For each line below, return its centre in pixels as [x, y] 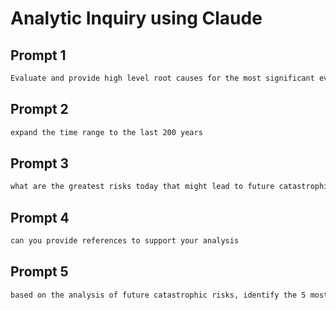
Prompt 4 [40, 217]
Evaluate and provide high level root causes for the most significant [162, 78]
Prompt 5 [39, 272]
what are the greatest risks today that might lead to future [142, 187]
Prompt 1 [38, 55]
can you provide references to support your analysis [125, 241]
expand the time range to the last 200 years [106, 132]
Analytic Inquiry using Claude [136, 18]
